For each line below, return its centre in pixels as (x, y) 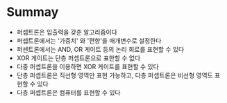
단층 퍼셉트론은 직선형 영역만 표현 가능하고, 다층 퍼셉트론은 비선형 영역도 (115, 75)
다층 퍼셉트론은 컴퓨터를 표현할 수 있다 (68, 92)
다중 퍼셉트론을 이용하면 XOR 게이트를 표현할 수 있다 (87, 66)
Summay (33, 12)
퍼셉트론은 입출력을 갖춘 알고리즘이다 (67, 32)
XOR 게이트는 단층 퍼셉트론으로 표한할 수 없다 (78, 58)
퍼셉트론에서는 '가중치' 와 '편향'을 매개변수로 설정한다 (89, 40)
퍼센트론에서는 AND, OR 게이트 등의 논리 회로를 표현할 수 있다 (100, 49)
